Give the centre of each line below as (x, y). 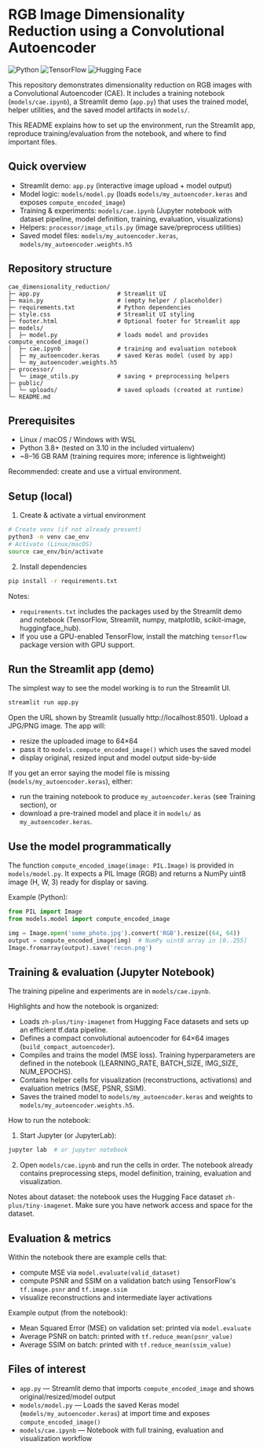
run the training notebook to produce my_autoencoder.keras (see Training (137, 797)
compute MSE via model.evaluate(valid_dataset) (100, 1272)
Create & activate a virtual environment (82, 515)
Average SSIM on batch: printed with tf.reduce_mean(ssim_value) (125, 1344)
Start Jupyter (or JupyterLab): (68, 1135)
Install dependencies (53, 567)
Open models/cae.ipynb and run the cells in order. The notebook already (136, 1165)
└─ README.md (29, 397)
